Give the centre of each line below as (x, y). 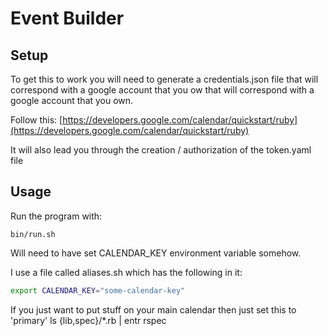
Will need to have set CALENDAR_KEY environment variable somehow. (156, 253)
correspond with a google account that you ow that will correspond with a (162, 90)
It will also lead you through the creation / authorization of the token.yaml (161, 150)
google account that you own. (72, 100)
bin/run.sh (33, 234)
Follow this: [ (36, 120)
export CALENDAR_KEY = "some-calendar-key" (98, 290)
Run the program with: (56, 216)
